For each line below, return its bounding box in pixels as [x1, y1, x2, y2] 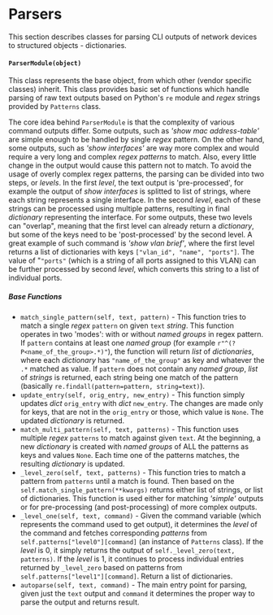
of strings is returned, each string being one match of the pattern [19, 373, 238, 382]
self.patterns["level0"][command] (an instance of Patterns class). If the [19, 537, 264, 547]
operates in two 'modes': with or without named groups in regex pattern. [19, 329, 264, 339]
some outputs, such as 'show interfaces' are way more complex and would [8, 143, 260, 153]
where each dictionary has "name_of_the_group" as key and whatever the [19, 355, 266, 365]
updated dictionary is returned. [19, 416, 125, 425]
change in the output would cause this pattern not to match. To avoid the [8, 160, 252, 171]
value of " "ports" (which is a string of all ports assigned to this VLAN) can [8, 255, 257, 265]
